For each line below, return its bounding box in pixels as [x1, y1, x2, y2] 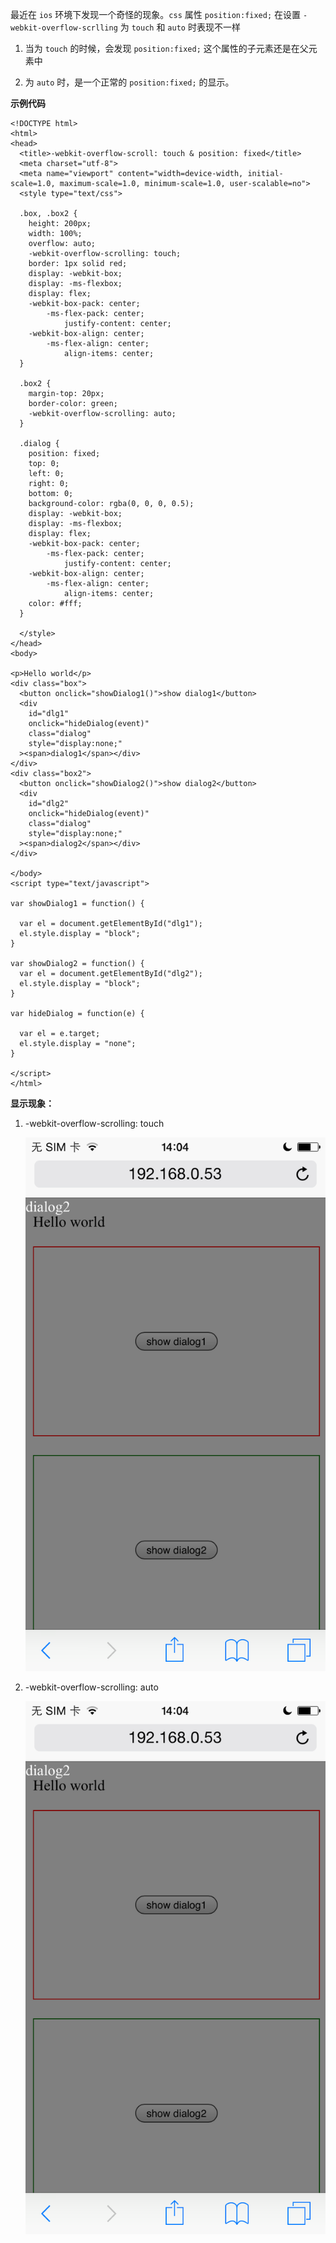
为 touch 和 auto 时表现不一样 [119, 21, 241, 33]
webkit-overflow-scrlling [10, 23, 118, 33]
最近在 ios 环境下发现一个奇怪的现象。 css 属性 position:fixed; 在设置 [10, 9, 302, 20]
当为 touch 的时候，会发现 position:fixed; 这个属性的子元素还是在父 [24, 43, 309, 54]
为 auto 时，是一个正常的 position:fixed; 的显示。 [24, 76, 235, 88]
